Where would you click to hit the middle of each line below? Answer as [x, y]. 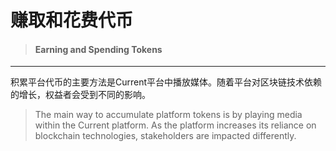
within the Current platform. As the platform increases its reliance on [175, 125]
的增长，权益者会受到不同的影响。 [80, 95]
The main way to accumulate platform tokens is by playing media [168, 115]
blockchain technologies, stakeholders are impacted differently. [165, 136]
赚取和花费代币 [72, 20]
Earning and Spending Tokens [98, 49]
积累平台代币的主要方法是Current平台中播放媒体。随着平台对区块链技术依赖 [166, 82]
